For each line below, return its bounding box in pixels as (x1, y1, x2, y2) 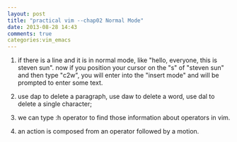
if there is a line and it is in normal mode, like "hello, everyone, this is (17, 56, 218, 64)
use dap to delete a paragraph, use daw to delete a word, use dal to (17, 93, 215, 101)
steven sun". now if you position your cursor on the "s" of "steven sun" (17, 64, 224, 72)
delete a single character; (17, 100, 92, 108)
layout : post (7, 10, 46, 18)
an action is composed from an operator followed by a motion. (17, 127, 200, 136)
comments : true (7, 30, 52, 37)
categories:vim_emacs (7, 37, 71, 44)
